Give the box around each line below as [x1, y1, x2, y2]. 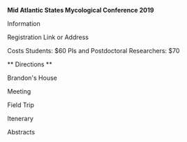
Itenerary [7, 115, 33, 122]
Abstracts [7, 128, 36, 136]
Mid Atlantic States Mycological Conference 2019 [7, 6, 155, 14]
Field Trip [7, 101, 35, 109]
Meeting [7, 87, 31, 95]
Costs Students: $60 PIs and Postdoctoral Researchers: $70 [7, 47, 180, 55]
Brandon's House [7, 73, 57, 82]
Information [7, 20, 40, 27]
